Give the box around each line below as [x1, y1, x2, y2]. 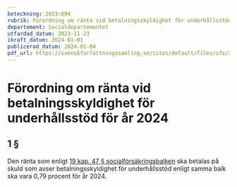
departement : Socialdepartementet [7, 23, 109, 30]
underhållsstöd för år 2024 [7, 110, 169, 126]
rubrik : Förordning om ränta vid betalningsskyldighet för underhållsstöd [7, 17, 232, 24]
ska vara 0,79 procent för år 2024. [7, 171, 107, 180]
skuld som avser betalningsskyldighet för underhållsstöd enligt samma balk [7, 164, 226, 173]
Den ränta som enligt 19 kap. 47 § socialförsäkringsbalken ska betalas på [7, 157, 219, 165]
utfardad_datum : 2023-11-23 [7, 30, 90, 37]
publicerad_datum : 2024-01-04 [7, 43, 97, 50]
